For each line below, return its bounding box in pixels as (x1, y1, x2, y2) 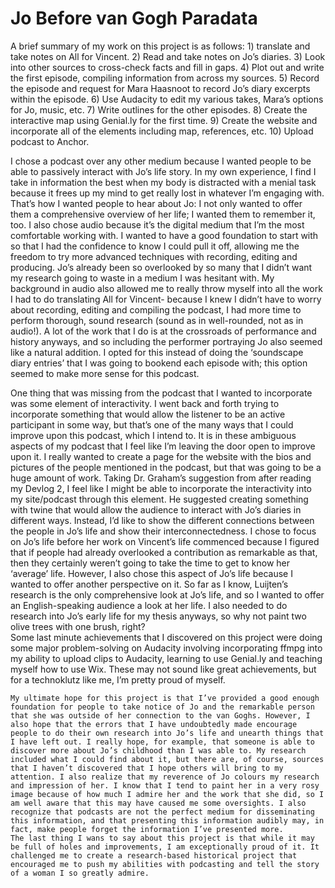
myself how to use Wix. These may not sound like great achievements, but (10, 663, 317, 675)
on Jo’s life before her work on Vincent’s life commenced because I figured (10, 535, 320, 547)
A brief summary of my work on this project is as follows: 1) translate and (10, 40, 311, 52)
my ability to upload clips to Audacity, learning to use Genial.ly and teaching (10, 652, 323, 664)
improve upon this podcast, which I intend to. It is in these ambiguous (10, 429, 297, 441)
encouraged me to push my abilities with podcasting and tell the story (10, 859, 320, 869)
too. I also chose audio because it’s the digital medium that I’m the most (10, 218, 305, 231)
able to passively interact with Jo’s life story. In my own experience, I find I (10, 165, 317, 177)
